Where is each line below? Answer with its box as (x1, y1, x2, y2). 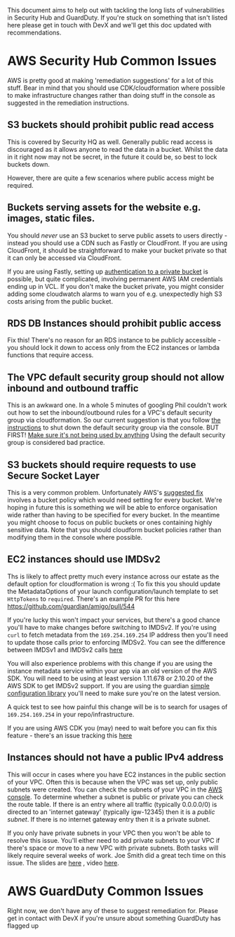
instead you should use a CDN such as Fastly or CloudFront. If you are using (7, 238, 228, 247)
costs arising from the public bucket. (7, 297, 114, 305)
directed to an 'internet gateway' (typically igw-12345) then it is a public (7, 808, 215, 816)
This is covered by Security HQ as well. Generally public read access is (7, 137, 213, 146)
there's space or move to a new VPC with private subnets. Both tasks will (7, 844, 219, 852)
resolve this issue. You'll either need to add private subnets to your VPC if (7, 836, 220, 844)
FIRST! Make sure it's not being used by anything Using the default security (7, 431, 226, 439)
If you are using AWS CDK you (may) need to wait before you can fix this (7, 723, 217, 732)
